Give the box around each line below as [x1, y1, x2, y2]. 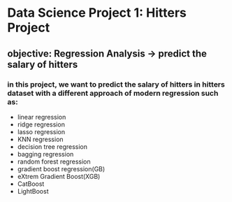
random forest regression [17, 157, 91, 166]
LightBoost [17, 187, 49, 195]
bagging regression [17, 150, 74, 158]
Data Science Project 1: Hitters [7, 5, 187, 21]
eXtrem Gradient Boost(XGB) [17, 172, 101, 180]
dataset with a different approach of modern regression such [7, 88, 219, 98]
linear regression [17, 113, 66, 121]
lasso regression [17, 127, 65, 136]
